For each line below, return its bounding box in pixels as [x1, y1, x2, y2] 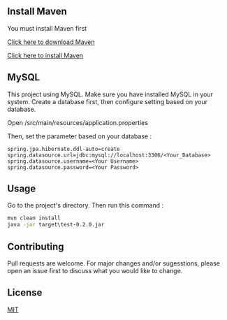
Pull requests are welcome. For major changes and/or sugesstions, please [7, 259, 220, 268]
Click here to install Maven [7, 51, 84, 59]
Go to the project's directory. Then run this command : [7, 201, 164, 210]
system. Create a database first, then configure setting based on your [7, 97, 208, 106]
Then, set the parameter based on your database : [7, 132, 152, 140]
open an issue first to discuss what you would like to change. [7, 267, 183, 275]
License [7, 286, 43, 299]
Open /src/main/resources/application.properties [7, 118, 149, 126]
